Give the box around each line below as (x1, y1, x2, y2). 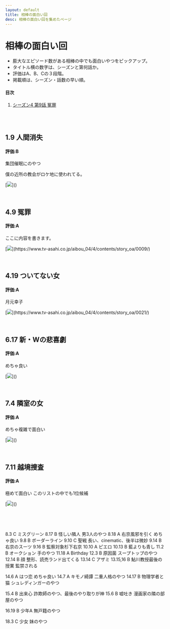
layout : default (5, 7, 39, 13)
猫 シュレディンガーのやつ (5, 580, 60, 586)
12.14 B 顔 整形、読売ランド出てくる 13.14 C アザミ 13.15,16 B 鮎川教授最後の (5, 557, 163, 563)
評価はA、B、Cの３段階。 (12, 70, 67, 76)
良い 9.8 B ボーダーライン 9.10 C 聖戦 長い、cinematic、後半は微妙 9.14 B (9, 537, 162, 543)
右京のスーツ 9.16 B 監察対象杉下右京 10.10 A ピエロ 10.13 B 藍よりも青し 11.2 (5, 544, 164, 550)
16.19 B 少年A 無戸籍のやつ (5, 608, 61, 614)
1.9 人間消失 (5, 133, 43, 142)
